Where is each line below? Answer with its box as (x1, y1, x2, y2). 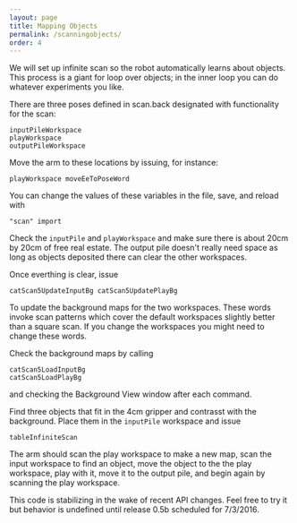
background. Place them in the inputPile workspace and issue (9, 416, 242, 426)
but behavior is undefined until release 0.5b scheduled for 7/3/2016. (9, 504, 259, 515)
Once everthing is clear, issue (9, 270, 119, 280)
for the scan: (9, 108, 56, 119)
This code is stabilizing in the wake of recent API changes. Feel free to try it (9, 494, 288, 506)
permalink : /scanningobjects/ (9, 30, 123, 39)
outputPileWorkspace (9, 141, 87, 150)
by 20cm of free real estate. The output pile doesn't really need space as (9, 243, 279, 253)
